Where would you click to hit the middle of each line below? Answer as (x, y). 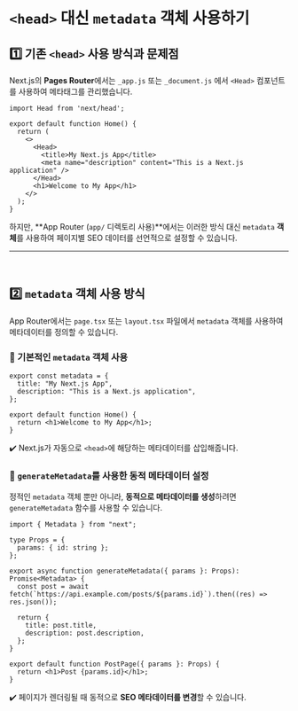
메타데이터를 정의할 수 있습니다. (64, 332)
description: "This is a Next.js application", (107, 392)
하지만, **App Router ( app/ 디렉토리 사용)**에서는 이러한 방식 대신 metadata (142, 227)
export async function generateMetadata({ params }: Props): (125, 571)
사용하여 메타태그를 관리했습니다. (75, 91)
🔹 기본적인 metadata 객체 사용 (69, 357)
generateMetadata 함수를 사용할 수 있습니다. (86, 508)
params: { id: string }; (63, 548)
